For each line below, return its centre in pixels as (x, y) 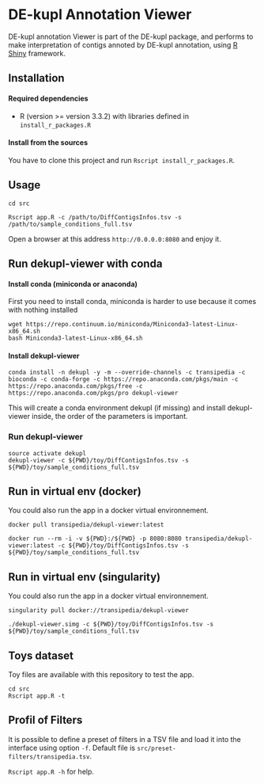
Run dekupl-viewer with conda (85, 263)
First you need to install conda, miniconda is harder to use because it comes (132, 302)
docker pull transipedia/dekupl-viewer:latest (86, 525)
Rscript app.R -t (37, 696)
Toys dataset (41, 655)
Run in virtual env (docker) (75, 491)
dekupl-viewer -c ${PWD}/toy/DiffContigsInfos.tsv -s (99, 460)
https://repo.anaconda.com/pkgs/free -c (76, 386)
